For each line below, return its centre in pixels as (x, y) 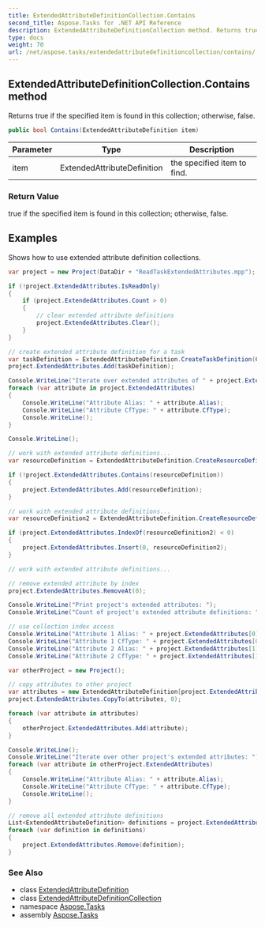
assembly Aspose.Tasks (59, 915)
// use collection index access (61, 627)
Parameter (32, 149)
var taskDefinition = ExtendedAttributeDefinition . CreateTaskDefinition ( (132, 359)
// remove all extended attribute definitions (86, 816)
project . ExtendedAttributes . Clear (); (98, 323)
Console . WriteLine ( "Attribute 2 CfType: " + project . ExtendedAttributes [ (132, 656)
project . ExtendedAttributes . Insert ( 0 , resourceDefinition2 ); (125, 548)
